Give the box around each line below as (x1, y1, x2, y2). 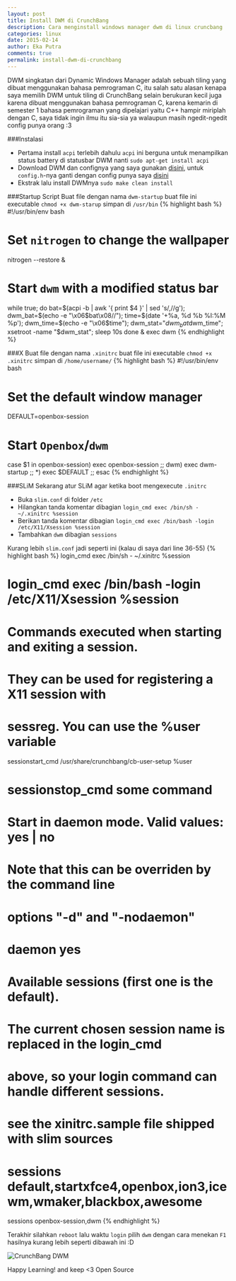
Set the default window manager (7, 389, 203, 405)
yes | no (7, 829, 55, 846)
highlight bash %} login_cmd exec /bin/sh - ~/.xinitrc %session (7, 551, 191, 560)
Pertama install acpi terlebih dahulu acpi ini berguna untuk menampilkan (17, 148, 228, 156)
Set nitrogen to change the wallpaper (7, 231, 230, 248)
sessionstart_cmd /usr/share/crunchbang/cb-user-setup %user (7, 757, 193, 765)
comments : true (7, 50, 52, 57)
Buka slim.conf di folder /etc (17, 495, 104, 504)
